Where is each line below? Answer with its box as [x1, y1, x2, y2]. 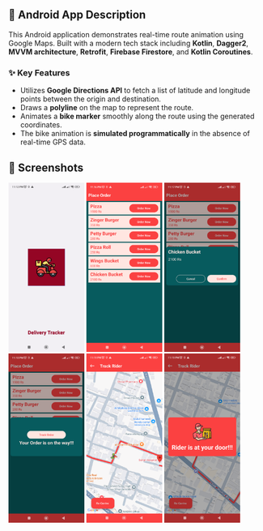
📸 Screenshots [8, 161, 84, 174]
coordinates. [19, 120, 62, 130]
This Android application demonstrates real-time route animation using [8, 29, 244, 39]
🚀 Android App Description [8, 8, 146, 22]
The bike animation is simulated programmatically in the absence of [19, 129, 251, 139]
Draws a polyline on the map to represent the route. [19, 103, 194, 113]
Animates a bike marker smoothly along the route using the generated [19, 111, 255, 122]
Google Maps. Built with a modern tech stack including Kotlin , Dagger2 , [8, 38, 249, 48]
